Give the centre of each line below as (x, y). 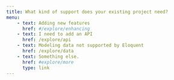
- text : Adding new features (54, 23)
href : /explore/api (46, 40)
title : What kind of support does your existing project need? (87, 12)
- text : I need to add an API (55, 34)
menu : (13, 17)
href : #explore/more (48, 62)
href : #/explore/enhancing (56, 29)
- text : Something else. (48, 57)
